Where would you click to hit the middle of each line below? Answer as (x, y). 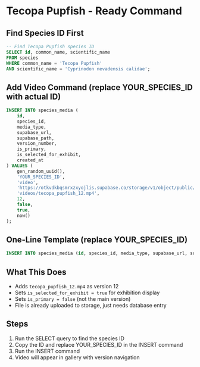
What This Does (36, 272)
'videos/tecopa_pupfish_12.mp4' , (58, 194)
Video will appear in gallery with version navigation (77, 357)
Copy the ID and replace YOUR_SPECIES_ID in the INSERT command (99, 344)
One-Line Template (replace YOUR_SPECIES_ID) (97, 240)
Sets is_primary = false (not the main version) (73, 299)
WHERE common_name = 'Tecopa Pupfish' (54, 63)
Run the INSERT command (47, 351)
